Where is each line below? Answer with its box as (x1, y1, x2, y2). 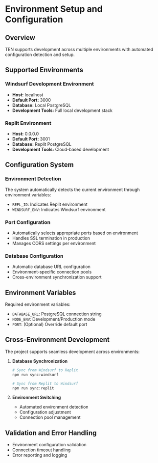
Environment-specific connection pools (12, 269, 92, 275)
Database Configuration (5, 252, 64, 259)
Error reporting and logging (12, 452, 68, 458)
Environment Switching (12, 394, 61, 401)
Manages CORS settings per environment (12, 240, 96, 246)
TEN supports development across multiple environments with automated (5, 47, 153, 52)
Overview (5, 33, 36, 42)
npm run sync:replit (12, 385, 54, 391)
